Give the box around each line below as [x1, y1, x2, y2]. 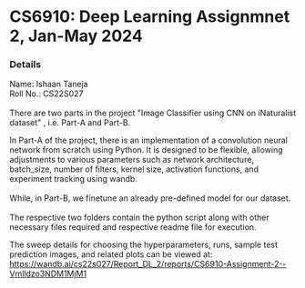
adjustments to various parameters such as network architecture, [9, 154, 255, 165]
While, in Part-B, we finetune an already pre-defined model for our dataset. [9, 193, 291, 204]
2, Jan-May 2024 [9, 25, 143, 46]
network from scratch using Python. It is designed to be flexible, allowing [9, 144, 284, 155]
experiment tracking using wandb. [9, 174, 138, 184]
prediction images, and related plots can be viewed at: [9, 249, 213, 260]
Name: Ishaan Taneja [9, 79, 88, 90]
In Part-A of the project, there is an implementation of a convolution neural [9, 134, 289, 146]
